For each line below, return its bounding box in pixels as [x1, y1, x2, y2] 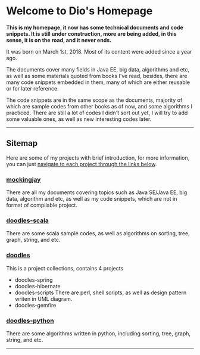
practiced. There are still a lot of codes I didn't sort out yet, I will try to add [6, 109, 188, 116]
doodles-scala [6, 216, 49, 225]
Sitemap [6, 138, 38, 148]
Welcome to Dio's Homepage [6, 4, 153, 18]
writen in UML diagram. [14, 295, 73, 302]
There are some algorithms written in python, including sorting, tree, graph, [6, 329, 191, 337]
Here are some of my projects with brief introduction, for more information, [6, 154, 190, 161]
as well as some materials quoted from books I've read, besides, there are [6, 72, 187, 79]
